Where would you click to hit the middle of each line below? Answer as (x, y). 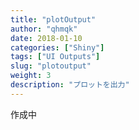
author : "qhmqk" (44, 29)
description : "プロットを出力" (70, 85)
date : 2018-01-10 (46, 38)
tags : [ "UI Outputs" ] (55, 57)
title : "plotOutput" (53, 19)
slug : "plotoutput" (51, 66)
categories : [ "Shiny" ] (57, 47)
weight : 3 (31, 76)
